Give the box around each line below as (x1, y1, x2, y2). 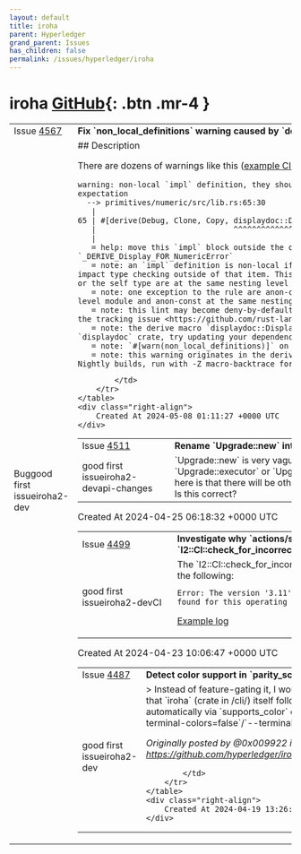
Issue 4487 (82, 669, 131, 681)
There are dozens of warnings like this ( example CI (77, 159, 291, 171)
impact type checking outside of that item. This (77, 269, 294, 279)
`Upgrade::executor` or (174, 465, 271, 478)
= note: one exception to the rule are (90, 287, 262, 297)
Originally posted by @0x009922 (145, 737, 288, 749)
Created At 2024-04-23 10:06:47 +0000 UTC (77, 646, 279, 659)
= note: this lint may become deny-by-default (90, 305, 294, 315)
